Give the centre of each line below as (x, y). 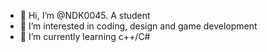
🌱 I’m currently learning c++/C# (85, 36)
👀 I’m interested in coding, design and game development (138, 26)
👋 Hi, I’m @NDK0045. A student (85, 15)
